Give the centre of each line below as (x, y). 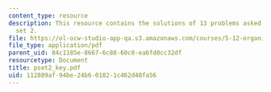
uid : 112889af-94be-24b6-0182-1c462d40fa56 (83, 75)
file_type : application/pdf (56, 46)
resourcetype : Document (48, 61)
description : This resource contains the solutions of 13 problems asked (135, 23)
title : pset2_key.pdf (45, 68)
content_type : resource (48, 16)
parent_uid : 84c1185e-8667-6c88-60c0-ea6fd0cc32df (95, 53)
